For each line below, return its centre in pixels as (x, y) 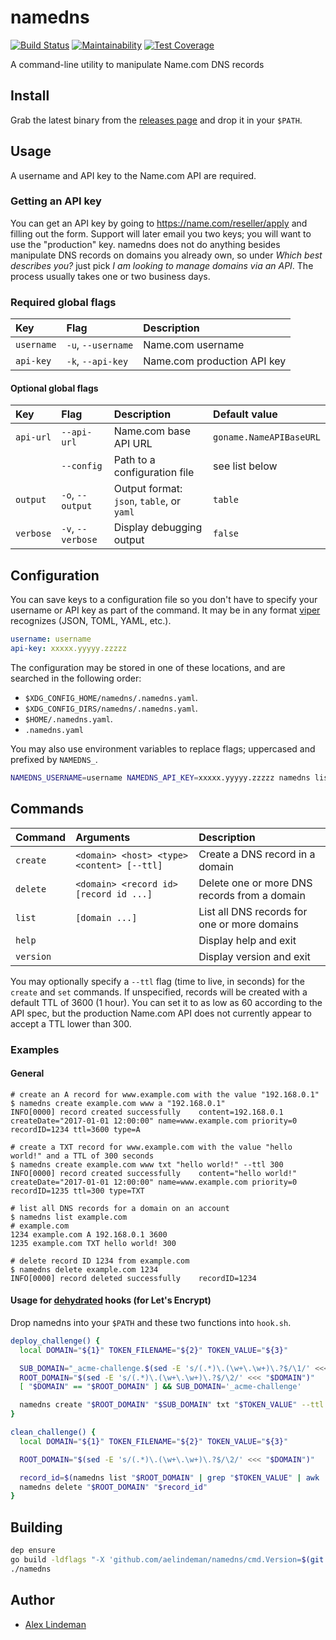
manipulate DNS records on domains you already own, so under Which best (166, 255)
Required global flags (63, 302)
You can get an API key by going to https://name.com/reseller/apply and (159, 223)
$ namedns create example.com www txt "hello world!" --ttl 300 (147, 1164)
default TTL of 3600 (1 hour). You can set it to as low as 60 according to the (166, 1002)
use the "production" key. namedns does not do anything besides (145, 244)
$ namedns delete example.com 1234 (84, 1269)
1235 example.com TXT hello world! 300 (93, 1243)
